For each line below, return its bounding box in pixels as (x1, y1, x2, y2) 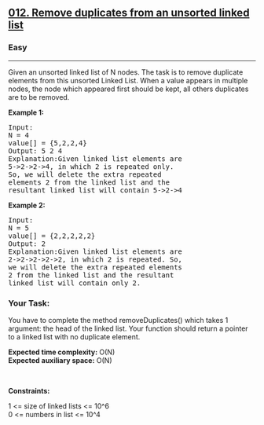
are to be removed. (8, 92, 70, 101)
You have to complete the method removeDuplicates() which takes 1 (8, 315, 229, 324)
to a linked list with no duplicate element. (8, 332, 141, 341)
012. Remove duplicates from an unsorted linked (8, 6, 250, 20)
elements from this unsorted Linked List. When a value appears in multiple (8, 75, 248, 85)
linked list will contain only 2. (8, 278, 141, 288)
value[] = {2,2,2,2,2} (8, 231, 96, 240)
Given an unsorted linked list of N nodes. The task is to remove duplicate (8, 67, 244, 77)
